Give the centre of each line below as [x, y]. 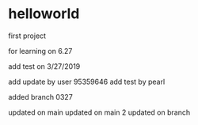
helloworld [44, 14]
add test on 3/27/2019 [44, 66]
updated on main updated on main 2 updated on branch [99, 112]
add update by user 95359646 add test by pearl [87, 81]
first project [27, 36]
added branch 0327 [40, 97]
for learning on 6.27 [40, 51]
